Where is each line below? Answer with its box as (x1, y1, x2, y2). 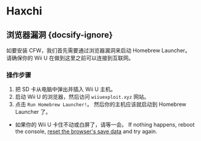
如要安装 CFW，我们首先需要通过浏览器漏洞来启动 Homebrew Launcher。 (6, 47, 191, 54)
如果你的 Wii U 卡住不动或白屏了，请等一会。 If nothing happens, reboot (15, 121, 195, 128)
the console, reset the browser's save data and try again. (15, 128, 157, 135)
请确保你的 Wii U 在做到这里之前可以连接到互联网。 (6, 54, 134, 61)
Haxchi (6, 4, 42, 18)
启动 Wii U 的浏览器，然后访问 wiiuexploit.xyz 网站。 (15, 93, 150, 101)
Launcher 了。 (15, 108, 51, 116)
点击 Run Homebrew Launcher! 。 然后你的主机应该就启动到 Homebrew (15, 101, 186, 108)
